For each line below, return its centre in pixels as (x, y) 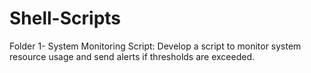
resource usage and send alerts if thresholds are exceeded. (132, 56)
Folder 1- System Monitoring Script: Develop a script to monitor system (155, 46)
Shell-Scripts (65, 18)
